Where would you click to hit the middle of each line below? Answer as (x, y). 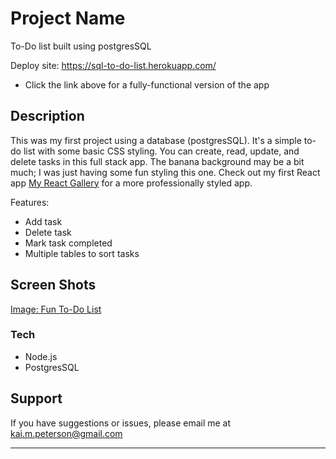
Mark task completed (68, 243)
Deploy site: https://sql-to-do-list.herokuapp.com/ (113, 65)
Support (36, 398)
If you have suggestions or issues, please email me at (121, 423)
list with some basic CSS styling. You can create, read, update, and (161, 151)
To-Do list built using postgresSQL (81, 46)
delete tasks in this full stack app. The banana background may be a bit (157, 161)
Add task (43, 221)
